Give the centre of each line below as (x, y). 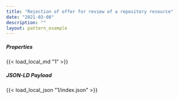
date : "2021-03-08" (30, 17)
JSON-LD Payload (29, 75)
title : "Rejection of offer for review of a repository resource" (90, 11)
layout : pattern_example (37, 28)
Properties (20, 47)
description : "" (26, 22)
